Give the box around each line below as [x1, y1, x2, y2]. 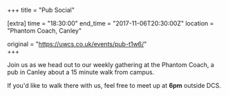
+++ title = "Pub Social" [7, 6, 75, 14]
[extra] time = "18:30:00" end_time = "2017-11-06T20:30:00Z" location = [7, 19, 214, 27]
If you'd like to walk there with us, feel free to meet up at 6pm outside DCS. [7, 81, 221, 89]
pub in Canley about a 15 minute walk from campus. [7, 68, 155, 76]
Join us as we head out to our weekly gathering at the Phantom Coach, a [7, 61, 214, 68]
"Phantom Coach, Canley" [7, 27, 82, 35]
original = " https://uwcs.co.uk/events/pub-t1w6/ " [7, 40, 147, 48]
